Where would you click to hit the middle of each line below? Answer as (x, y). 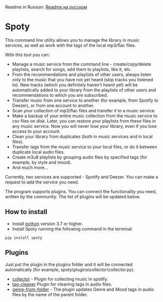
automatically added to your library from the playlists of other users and (84, 90)
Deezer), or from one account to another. (53, 105)
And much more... (30, 167)
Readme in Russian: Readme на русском (46, 7)
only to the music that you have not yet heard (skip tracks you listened (82, 79)
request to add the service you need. (42, 182)
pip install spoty (24, 238)
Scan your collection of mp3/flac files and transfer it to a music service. (84, 110)
